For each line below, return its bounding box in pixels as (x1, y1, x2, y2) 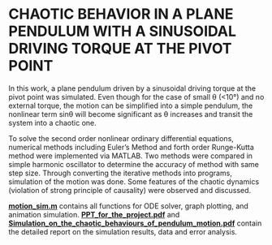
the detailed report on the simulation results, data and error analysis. (8, 226, 238, 236)
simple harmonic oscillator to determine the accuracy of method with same (8, 159, 260, 169)
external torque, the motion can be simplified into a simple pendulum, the (8, 101, 253, 110)
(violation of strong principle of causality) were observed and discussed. (8, 185, 252, 195)
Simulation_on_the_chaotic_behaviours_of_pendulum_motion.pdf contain (8, 218, 262, 228)
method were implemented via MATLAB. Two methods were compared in (8, 151, 253, 161)
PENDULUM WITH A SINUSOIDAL (8, 22, 237, 41)
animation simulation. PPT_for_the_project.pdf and (8, 209, 180, 219)
